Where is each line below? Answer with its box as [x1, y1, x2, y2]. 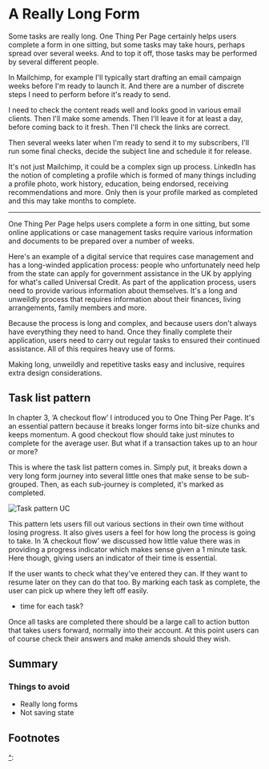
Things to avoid [8, 682, 70, 693]
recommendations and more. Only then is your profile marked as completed [8, 187, 258, 197]
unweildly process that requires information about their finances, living [8, 294, 242, 303]
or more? [8, 446, 38, 456]
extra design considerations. [8, 368, 102, 377]
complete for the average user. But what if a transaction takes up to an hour [8, 438, 258, 448]
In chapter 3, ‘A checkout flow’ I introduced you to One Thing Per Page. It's [8, 413, 255, 422]
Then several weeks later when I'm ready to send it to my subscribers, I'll [8, 137, 250, 147]
